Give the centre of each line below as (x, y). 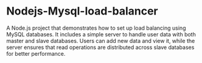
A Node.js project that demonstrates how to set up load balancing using (96, 28)
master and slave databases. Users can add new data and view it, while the (101, 41)
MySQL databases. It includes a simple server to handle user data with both (101, 34)
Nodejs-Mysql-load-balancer (82, 11)
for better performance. (36, 53)
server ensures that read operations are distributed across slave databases (100, 47)
